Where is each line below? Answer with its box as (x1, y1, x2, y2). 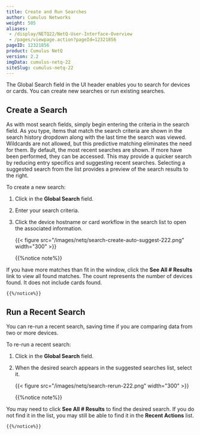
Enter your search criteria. (14, 207, 80, 214)
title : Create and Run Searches (6, 8, 87, 15)
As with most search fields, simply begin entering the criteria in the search (6, 121, 190, 128)
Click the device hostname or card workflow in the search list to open (14, 219, 187, 226)
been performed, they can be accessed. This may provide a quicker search (6, 153, 192, 160)
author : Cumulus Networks (6, 14, 71, 20)
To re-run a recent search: (6, 341, 71, 348)
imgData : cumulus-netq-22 (6, 59, 71, 65)
